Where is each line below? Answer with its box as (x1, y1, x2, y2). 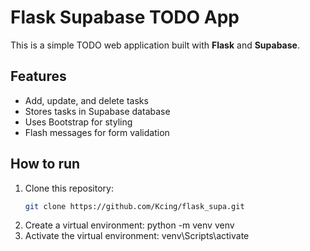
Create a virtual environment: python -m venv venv (24, 219, 235, 231)
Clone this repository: (24, 182, 114, 194)
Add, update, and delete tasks (24, 94, 149, 106)
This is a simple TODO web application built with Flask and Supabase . (10, 39, 300, 51)
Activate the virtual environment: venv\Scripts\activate (24, 230, 250, 242)
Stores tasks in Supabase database (24, 105, 171, 117)
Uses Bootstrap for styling (24, 116, 133, 128)
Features (10, 68, 67, 85)
